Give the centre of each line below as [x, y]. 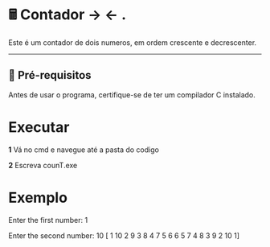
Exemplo [38, 198]
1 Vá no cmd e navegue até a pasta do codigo [84, 150]
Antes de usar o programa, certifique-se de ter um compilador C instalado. [132, 95]
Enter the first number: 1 [48, 220]
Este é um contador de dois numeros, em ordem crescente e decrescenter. [133, 42]
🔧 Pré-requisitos [50, 75]
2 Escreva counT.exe [43, 165]
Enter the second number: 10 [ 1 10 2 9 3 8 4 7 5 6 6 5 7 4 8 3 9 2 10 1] [124, 235]
